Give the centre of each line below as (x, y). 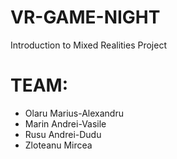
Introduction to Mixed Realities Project (88, 45)
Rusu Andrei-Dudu (63, 134)
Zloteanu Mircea (58, 145)
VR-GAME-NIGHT (85, 17)
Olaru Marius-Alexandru (74, 113)
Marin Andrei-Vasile (65, 123)
